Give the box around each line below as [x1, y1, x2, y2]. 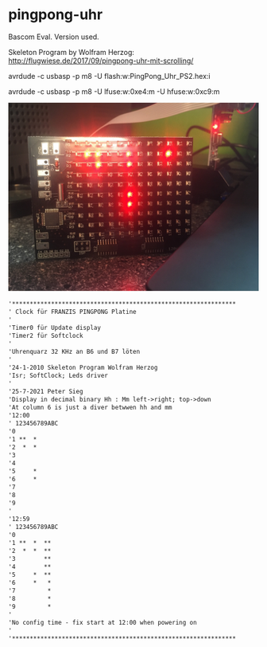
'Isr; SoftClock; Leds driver [8, 371, 109, 379]
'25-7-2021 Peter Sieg [8, 387, 83, 395]
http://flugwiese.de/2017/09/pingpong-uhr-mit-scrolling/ [8, 56, 194, 65]
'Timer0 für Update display [8, 323, 102, 331]
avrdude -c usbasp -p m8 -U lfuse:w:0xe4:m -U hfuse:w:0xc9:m [8, 86, 220, 96]
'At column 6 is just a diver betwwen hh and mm [8, 403, 172, 411]
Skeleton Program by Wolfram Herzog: [8, 47, 135, 57]
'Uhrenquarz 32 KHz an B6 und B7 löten [8, 347, 141, 355]
